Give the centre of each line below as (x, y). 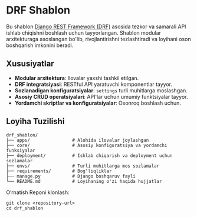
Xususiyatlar (30, 64)
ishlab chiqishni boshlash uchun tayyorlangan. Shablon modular (83, 32)
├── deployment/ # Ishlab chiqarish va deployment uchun (89, 156)
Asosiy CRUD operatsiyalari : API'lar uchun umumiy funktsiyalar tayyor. (101, 96)
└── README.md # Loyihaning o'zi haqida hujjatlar (84, 181)
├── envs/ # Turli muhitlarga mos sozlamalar (83, 166)
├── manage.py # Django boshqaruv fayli (71, 176)
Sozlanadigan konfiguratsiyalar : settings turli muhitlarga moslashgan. (101, 90)
